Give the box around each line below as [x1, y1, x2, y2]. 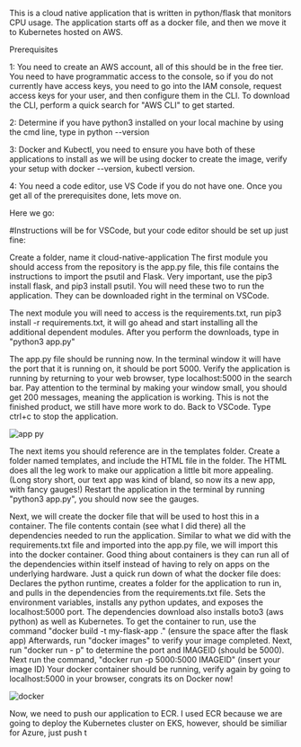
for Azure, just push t [9, 727, 87, 738]
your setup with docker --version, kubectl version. [9, 164, 196, 173]
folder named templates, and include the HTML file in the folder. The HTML [9, 456, 288, 466]
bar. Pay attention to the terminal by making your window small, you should [9, 382, 288, 393]
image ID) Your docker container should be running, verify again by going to [9, 664, 291, 674]
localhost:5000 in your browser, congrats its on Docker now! [9, 673, 234, 684]
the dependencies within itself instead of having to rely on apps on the [9, 559, 270, 569]
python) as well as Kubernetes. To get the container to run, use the [9, 616, 257, 627]
